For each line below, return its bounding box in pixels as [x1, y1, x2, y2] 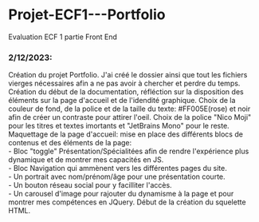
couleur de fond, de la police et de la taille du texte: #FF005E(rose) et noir [8, 104, 251, 113]
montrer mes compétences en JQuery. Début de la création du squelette [8, 197, 246, 207]
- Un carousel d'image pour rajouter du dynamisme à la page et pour [8, 189, 234, 199]
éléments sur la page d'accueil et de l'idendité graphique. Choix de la [8, 96, 236, 105]
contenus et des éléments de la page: [8, 138, 132, 148]
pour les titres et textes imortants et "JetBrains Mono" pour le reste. [8, 121, 230, 131]
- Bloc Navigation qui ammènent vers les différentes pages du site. [8, 164, 227, 173]
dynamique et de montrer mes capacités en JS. [8, 155, 164, 165]
